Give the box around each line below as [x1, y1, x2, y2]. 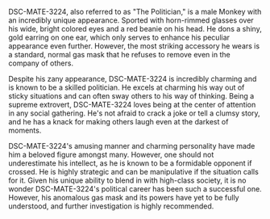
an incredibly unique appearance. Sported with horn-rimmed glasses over [8, 15, 254, 25]
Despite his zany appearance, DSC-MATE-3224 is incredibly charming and [8, 74, 257, 83]
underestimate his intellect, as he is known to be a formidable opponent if [8, 158, 252, 168]
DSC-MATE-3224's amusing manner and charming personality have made [8, 141, 255, 150]
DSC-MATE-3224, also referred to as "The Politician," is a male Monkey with [8, 7, 262, 16]
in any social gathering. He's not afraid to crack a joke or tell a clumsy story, [8, 108, 260, 118]
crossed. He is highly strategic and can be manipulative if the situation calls [8, 167, 260, 176]
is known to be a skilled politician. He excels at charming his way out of [8, 82, 245, 92]
